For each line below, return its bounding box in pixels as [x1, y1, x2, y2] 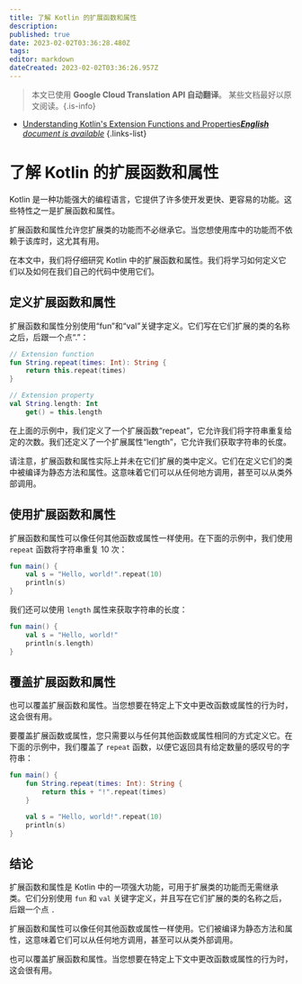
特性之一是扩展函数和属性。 [16, 204, 120, 216]
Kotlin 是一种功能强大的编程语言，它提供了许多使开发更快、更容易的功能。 [9, 194, 285, 204]
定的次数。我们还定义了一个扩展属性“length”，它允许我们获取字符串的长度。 [9, 436, 292, 447]
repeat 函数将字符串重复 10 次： [9, 544, 128, 555]
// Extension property [9, 391, 94, 401]
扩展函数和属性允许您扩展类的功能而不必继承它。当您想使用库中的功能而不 [9, 224, 285, 235]
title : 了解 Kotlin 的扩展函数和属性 [9, 13, 138, 23]
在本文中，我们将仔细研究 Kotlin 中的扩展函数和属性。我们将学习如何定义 [9, 254, 279, 266]
